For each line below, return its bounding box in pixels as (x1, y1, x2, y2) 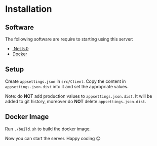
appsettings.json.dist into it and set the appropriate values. (5, 83, 129, 89)
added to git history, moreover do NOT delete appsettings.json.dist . (5, 98, 147, 104)
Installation (5, 3, 52, 15)
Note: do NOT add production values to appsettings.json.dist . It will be (5, 93, 152, 99)
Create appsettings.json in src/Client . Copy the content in (5, 78, 126, 84)
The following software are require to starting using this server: (5, 36, 133, 42)
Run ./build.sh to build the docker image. (5, 126, 91, 132)
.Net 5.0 (12, 46, 29, 51)
